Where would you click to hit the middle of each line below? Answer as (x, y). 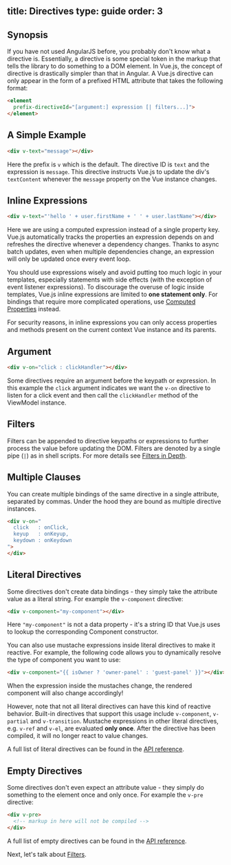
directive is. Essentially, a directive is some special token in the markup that (114, 59)
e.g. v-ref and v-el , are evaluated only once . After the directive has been (111, 728)
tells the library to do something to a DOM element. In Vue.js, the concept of (115, 66)
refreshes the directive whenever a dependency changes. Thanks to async (113, 244)
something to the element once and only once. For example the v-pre (105, 795)
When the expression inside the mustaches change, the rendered (100, 686)
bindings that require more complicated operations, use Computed (101, 302)
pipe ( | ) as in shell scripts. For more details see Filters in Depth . (97, 456)
